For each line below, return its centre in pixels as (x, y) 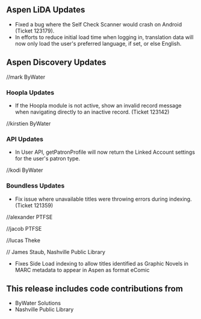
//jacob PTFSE (24, 228)
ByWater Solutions (38, 303)
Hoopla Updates (30, 93)
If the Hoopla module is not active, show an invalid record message (98, 105)
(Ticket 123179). (35, 31)
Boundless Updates (36, 186)
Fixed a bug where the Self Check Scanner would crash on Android (98, 24)
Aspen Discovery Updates (56, 62)
